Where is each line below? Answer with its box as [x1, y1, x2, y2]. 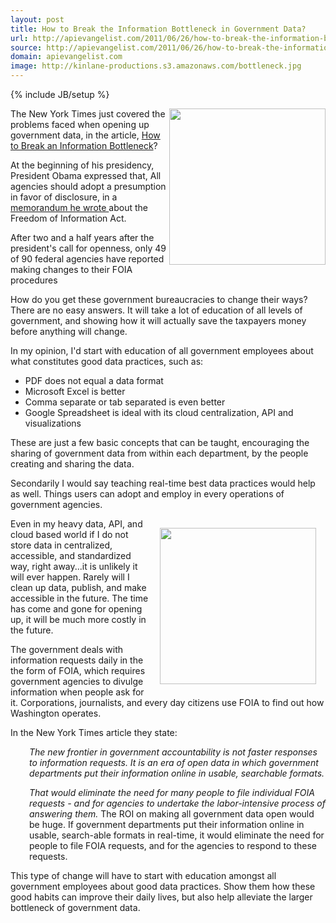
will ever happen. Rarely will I [10, 571, 130, 583]
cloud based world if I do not [10, 529, 129, 540]
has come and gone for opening [10, 603, 143, 615]
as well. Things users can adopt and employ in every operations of [10, 488, 285, 500]
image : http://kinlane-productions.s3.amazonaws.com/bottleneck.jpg [10, 61, 302, 71]
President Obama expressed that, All [10, 170, 162, 181]
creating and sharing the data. [10, 458, 135, 470]
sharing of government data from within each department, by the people [10, 447, 309, 459]
